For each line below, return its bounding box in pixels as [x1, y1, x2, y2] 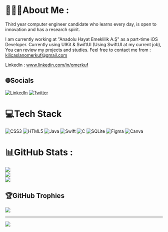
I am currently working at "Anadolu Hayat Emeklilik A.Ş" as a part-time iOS [5, 36, 158, 42]
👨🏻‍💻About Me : [5, 5, 69, 16]
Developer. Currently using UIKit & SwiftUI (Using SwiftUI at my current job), [5, 41, 161, 47]
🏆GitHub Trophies [5, 191, 65, 200]
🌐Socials [5, 76, 34, 85]
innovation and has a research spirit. [5, 26, 80, 32]
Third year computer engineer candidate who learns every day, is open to [5, 21, 156, 27]
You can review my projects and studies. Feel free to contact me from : [5, 47, 151, 53]
